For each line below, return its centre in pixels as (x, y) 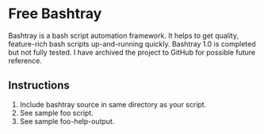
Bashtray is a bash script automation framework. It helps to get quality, (124, 35)
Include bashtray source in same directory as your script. (113, 104)
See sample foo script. (56, 113)
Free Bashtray (55, 14)
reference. (25, 61)
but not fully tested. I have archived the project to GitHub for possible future (132, 52)
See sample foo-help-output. (67, 121)
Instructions (39, 86)
